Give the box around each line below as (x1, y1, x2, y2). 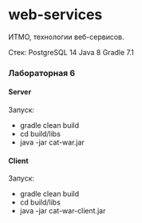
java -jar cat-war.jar (19, 137, 85, 147)
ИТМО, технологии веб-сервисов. (8, 32, 125, 42)
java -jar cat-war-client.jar (19, 206, 106, 216)
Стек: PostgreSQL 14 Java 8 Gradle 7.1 (8, 47, 134, 57)
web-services (8, 6, 103, 24)
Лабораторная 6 (8, 67, 76, 78)
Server (8, 87, 32, 97)
